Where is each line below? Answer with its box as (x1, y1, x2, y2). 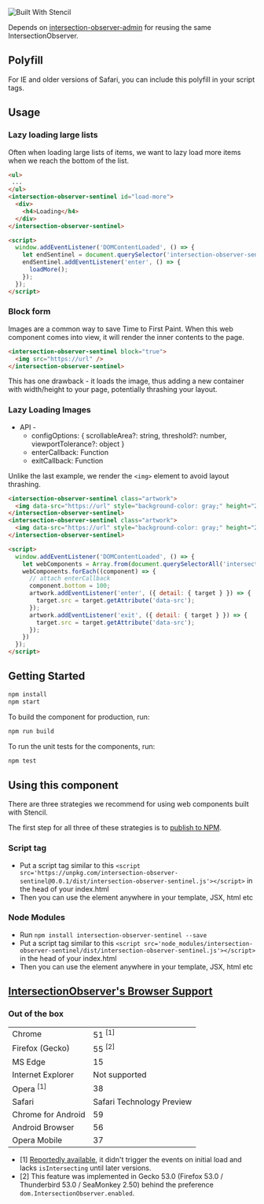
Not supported (93, 1069, 147, 1080)
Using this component (8, 778, 119, 792)
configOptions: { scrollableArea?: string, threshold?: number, (31, 430, 227, 440)
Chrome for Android (12, 1110, 86, 1121)
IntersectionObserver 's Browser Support (8, 984, 214, 999)
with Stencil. (8, 807, 49, 818)
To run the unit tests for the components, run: (8, 741, 156, 751)
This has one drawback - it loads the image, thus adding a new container (8, 376, 245, 386)
